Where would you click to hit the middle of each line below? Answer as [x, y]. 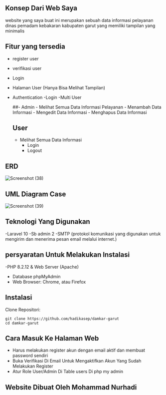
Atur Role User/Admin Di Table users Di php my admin [68, 372]
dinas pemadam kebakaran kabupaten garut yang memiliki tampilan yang [80, 25]
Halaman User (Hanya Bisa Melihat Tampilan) [59, 87]
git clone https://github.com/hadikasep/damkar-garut [62, 319]
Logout [35, 151]
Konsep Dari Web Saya [41, 8]
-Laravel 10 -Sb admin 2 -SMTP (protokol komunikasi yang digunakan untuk [83, 234]
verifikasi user [27, 68]
